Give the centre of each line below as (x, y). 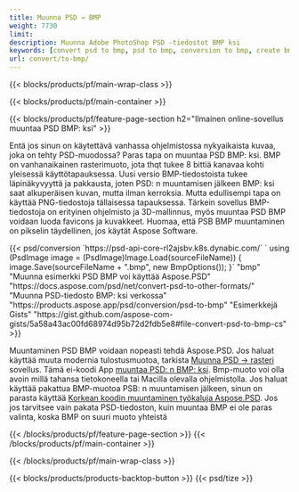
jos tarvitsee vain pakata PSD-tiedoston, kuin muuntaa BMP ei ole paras (141, 407)
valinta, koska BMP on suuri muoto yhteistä (88, 417)
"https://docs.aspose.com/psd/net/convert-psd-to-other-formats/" (132, 286)
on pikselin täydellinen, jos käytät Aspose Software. (104, 231)
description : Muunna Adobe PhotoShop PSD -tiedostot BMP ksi (125, 42)
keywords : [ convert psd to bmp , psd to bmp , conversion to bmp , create (145, 51)
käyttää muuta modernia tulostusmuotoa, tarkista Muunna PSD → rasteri (141, 360)
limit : (21, 34)
